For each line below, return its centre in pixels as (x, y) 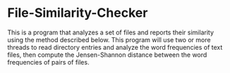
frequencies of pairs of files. (48, 62)
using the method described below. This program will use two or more (109, 39)
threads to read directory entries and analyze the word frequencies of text (115, 47)
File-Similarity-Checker (78, 13)
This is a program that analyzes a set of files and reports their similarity (110, 32)
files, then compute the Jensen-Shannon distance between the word (107, 55)
